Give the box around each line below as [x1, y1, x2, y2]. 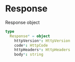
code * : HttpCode [14, 43, 48, 48]
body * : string [14, 52, 43, 57]
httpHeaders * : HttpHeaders [14, 48, 70, 53]
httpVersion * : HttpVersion [14, 38, 70, 43]
